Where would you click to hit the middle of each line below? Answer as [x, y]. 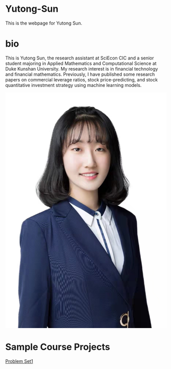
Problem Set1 [19, 361]
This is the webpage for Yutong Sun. [44, 23]
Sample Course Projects [58, 347]
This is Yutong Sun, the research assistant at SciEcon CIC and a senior [80, 58]
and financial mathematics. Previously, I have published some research [80, 74]
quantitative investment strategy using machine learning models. [73, 85]
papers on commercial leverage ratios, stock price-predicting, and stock [81, 79]
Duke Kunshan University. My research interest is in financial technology [82, 69]
